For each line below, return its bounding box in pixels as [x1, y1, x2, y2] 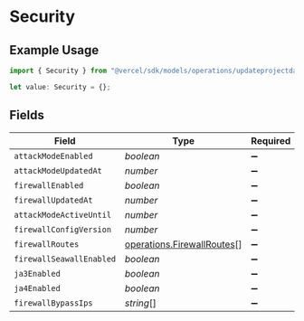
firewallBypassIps [14, 297, 93, 308]
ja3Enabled [14, 269, 61, 279]
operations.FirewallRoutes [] [125, 238, 242, 250]
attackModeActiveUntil [14, 210, 111, 220]
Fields [9, 108, 45, 123]
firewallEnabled [14, 180, 84, 191]
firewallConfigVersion [14, 224, 111, 234]
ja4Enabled [14, 283, 61, 293]
